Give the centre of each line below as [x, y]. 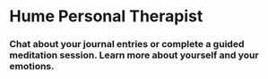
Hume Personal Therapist [106, 16]
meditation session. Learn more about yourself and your [134, 55]
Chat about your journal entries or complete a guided [127, 44]
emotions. [32, 67]
